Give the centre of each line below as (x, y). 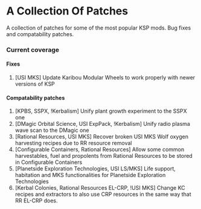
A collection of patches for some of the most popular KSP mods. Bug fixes (99, 28)
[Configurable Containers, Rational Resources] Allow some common (100, 149)
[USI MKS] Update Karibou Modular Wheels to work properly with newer (105, 78)
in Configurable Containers (49, 162)
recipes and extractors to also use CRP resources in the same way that (103, 195)
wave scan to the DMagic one (52, 130)
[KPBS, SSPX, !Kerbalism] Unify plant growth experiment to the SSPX (101, 111)
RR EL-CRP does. (37, 201)
